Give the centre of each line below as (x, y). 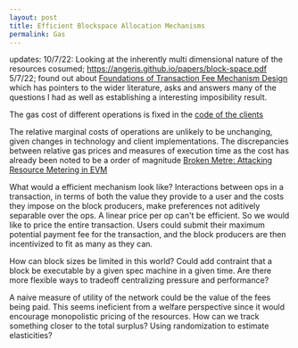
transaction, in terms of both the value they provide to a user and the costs (146, 196)
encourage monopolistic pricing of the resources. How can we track (134, 317)
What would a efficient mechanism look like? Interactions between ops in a (146, 187)
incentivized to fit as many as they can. (81, 244)
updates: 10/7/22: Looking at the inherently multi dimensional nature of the (146, 60)
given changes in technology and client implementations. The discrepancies (149, 141)
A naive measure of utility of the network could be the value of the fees (140, 298)
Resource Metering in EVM (58, 170)
